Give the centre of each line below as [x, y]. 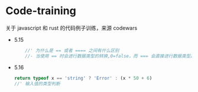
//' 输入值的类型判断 [37, 84]
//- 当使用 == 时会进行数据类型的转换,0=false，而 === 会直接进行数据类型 [108, 56]
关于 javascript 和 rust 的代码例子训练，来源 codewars [72, 28]
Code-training [41, 11]
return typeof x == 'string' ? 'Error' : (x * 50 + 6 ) [83, 78]
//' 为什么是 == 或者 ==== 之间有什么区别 [72, 50]
